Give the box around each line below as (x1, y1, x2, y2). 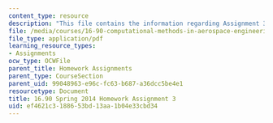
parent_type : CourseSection (8, 72, 104, 80)
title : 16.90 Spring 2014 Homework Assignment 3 (8, 95, 176, 103)
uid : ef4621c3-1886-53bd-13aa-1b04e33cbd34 (8, 102, 158, 110)
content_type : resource (8, 11, 89, 20)
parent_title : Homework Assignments (8, 65, 132, 73)
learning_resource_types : (8, 42, 96, 50)
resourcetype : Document (8, 87, 89, 95)
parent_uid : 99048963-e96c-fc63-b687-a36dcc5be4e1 (8, 79, 184, 87)
